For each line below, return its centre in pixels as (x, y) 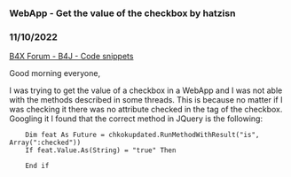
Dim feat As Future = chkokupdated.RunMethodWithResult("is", (142, 135)
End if (37, 166)
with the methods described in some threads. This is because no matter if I (146, 100)
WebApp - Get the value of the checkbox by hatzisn (122, 13)
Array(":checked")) (45, 143)
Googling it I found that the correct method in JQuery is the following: (136, 119)
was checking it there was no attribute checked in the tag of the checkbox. (146, 110)
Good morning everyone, (55, 73)
